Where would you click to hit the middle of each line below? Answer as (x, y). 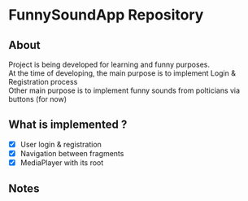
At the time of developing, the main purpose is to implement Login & (122, 73)
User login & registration (61, 144)
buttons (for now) (38, 99)
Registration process (43, 82)
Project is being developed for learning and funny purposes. (109, 64)
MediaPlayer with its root (62, 162)
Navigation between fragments (72, 153)
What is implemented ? (68, 125)
